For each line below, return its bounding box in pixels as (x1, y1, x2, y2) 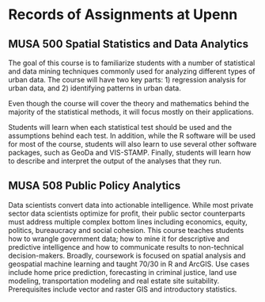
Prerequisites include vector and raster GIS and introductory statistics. (8, 284, 237, 294)
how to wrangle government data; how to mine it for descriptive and (8, 234, 229, 243)
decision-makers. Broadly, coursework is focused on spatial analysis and (8, 250, 247, 260)
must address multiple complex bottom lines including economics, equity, (8, 216, 248, 227)
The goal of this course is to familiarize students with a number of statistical (8, 58, 256, 67)
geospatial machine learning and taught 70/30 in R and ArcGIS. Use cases (8, 259, 250, 269)
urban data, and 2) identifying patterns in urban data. (8, 83, 182, 93)
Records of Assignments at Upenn (8, 6, 238, 24)
